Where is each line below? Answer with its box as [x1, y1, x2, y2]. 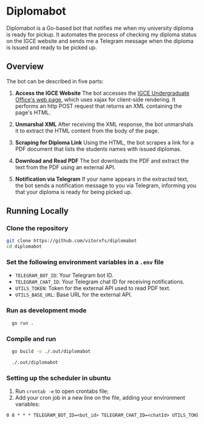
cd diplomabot [6, 243, 42, 250]
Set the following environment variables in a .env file [6, 258, 164, 266]
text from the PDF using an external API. [15, 163, 116, 171]
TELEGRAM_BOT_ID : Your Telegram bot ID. [15, 272, 114, 279]
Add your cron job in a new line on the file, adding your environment [15, 394, 185, 401]
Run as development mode [6, 306, 87, 315]
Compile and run [6, 335, 56, 343]
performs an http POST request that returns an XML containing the [15, 102, 182, 109]
